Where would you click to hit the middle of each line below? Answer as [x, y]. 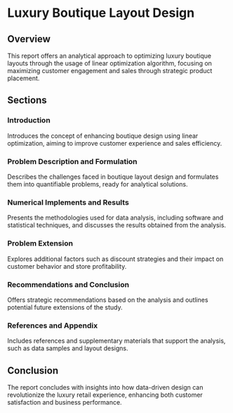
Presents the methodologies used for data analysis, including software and [115, 218]
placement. [24, 78]
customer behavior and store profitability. [67, 266]
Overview [29, 39]
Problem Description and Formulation [73, 161]
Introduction [29, 120]
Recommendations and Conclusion [68, 284]
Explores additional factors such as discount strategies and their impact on [115, 259]
